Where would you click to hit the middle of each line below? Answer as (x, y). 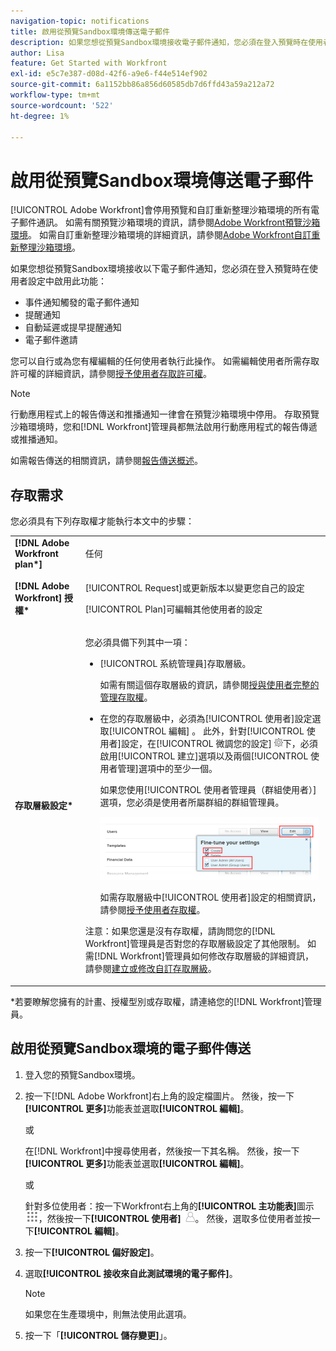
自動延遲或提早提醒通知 (73, 327)
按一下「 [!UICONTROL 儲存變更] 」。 (98, 1335)
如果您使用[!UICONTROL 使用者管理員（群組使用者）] (208, 790)
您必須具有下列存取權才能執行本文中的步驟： (102, 521)
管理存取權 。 (126, 697)
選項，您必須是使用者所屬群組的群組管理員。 (192, 802)
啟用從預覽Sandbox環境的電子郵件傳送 (131, 1048)
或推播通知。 (36, 439)
